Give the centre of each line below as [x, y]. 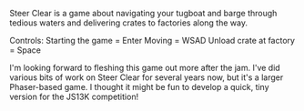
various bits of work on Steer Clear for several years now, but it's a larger [147, 77]
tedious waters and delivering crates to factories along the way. [129, 23]
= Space [25, 50]
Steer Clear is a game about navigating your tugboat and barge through [143, 13]
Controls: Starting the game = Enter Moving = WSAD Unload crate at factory [152, 40]
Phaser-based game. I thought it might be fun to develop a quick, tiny [140, 87]
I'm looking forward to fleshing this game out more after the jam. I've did [145, 68]
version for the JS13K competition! [74, 96]
